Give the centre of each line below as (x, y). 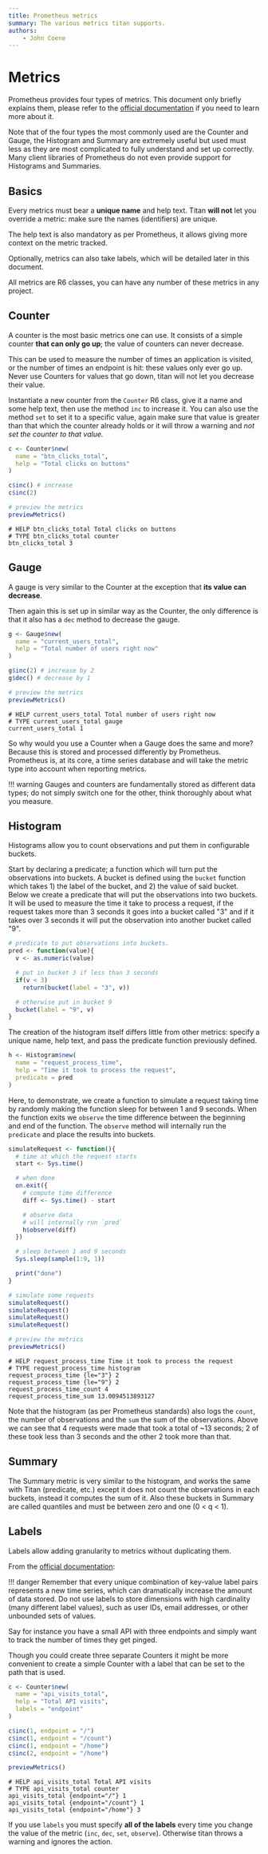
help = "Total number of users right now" (87, 649)
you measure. (31, 801)
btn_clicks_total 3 (41, 543)
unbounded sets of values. (52, 1616)
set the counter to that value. (56, 434)
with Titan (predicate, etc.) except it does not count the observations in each (134, 1489)
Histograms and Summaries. (55, 166)
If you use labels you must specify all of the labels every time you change (131, 1825)
